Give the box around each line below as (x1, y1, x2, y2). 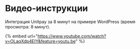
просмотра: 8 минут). (5, 24, 50, 29)
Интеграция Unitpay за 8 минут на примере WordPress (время (5, 19, 136, 24)
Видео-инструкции (5, 3, 88, 14)
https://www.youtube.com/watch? (37, 33, 106, 39)
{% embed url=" (5, 33, 38, 39)
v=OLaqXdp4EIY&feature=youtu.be (5, 38, 76, 44)
